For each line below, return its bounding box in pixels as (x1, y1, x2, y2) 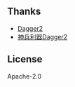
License (7, 53, 43, 65)
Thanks (7, 6, 41, 18)
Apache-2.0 (7, 72, 42, 80)
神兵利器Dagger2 (17, 32, 68, 41)
